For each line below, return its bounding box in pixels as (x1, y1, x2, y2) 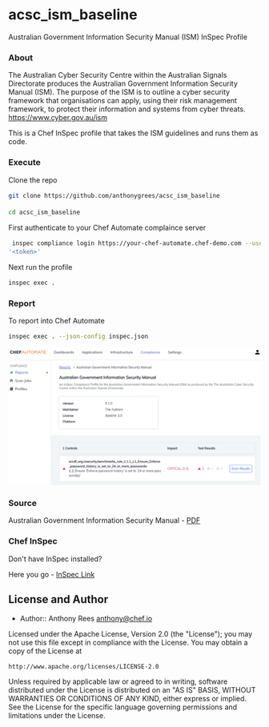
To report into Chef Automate (8, 316, 106, 326)
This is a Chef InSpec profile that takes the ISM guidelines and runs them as (8, 128, 259, 138)
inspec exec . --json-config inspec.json (8, 332, 149, 341)
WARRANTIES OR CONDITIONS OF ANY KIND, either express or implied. (8, 694, 247, 704)
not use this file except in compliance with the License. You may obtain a (8, 638, 248, 648)
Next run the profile (8, 262, 73, 271)
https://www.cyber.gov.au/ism (8, 113, 108, 123)
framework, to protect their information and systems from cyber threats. (8, 104, 246, 114)
